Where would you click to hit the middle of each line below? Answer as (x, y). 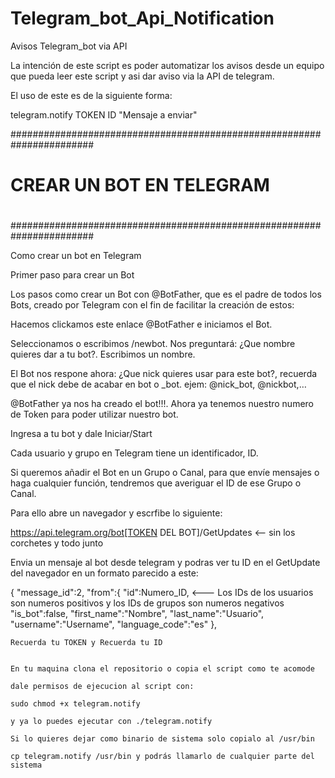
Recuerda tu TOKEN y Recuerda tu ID (86, 643)
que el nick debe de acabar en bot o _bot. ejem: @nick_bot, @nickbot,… (158, 384)
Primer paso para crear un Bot (72, 275)
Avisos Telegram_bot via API (69, 46)
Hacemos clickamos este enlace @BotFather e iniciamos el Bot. (141, 324)
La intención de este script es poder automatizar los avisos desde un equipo (167, 65)
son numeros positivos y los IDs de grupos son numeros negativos (147, 603)
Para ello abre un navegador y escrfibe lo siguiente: (116, 513)
